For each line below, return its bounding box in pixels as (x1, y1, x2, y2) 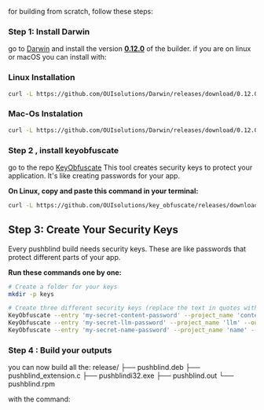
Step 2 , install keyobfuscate (8, 145, 119, 156)
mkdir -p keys (8, 290, 55, 298)
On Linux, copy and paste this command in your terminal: (8, 186, 199, 196)
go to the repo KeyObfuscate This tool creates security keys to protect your (8, 163, 253, 172)
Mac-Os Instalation (8, 108, 83, 119)
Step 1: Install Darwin (8, 26, 90, 37)
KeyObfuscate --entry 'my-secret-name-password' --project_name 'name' (8, 326, 247, 334)
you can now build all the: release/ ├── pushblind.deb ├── (8, 363, 200, 372)
